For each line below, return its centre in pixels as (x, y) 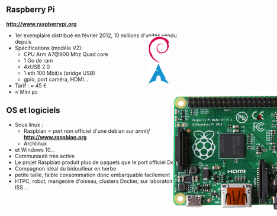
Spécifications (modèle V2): (49, 48)
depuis (23, 41)
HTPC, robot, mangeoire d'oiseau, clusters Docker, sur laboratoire (95, 181)
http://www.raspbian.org (55, 137)
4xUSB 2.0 (37, 67)
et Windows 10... (35, 149)
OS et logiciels (33, 111)
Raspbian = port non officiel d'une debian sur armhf (87, 131)
